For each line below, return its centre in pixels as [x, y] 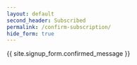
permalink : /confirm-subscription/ [59, 27]
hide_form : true [30, 34]
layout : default [30, 14]
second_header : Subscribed [46, 20]
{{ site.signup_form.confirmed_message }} [68, 54]
